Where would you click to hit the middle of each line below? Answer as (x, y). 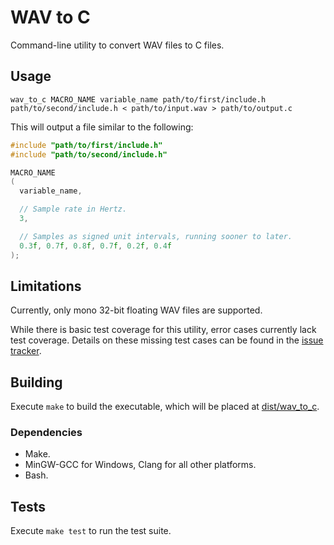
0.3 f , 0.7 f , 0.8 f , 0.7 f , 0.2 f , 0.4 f (95, 246)
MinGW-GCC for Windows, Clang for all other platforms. (140, 465)
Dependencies (46, 433)
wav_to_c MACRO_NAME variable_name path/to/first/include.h (138, 99)
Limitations (46, 286)
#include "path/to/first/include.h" (86, 145)
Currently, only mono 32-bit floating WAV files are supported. (136, 310)
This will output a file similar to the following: (102, 127)
